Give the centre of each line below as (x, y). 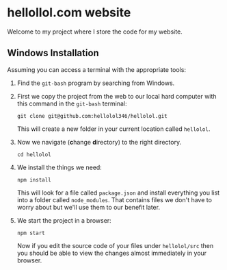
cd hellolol (34, 155)
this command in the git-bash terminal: (72, 103)
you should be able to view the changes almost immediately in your (112, 253)
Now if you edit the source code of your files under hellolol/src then (115, 245)
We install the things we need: (59, 167)
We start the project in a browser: (64, 220)
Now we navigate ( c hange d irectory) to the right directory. (99, 142)
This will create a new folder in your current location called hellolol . (113, 129)
